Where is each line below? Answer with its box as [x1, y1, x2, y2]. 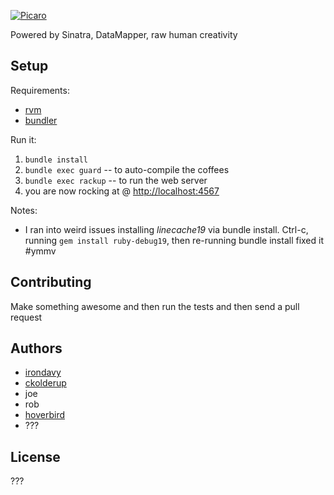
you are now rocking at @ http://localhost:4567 [24, 185, 220, 197]
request [10, 311, 43, 323]
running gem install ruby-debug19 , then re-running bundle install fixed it [24, 234, 325, 246]
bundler [24, 114, 58, 126]
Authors [10, 340, 63, 357]
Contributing [10, 274, 92, 291]
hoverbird [24, 409, 66, 421]
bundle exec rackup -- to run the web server [24, 174, 208, 186]
